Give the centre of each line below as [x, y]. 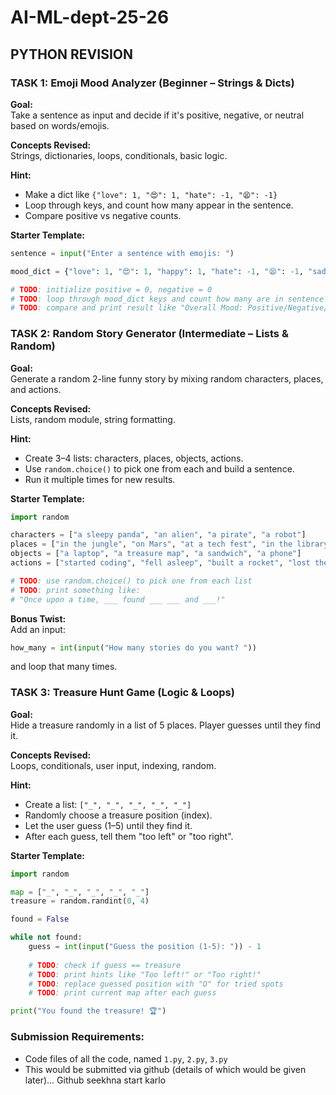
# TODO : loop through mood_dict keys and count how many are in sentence [167, 299]
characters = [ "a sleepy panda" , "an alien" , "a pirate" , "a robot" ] [158, 535]
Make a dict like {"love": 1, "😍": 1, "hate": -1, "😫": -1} [151, 194]
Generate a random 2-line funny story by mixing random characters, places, [167, 378]
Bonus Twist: [38, 618]
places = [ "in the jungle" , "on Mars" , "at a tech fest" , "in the [151, 544]
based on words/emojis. [60, 125]
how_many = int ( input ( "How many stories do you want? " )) [133, 647]
